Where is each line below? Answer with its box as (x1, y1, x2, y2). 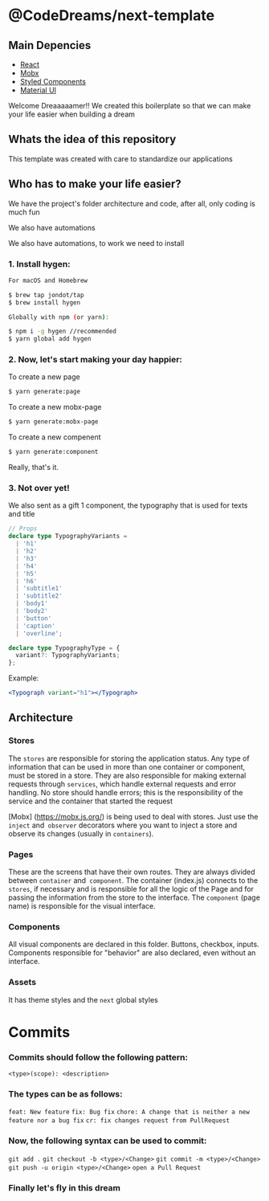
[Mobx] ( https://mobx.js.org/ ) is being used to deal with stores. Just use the (8, 811, 259, 821)
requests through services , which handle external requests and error (8, 778, 237, 789)
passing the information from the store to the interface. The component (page (8, 893, 261, 902)
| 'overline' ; (15, 629, 63, 637)
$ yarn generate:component (8, 448, 99, 456)
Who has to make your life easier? (8, 178, 182, 191)
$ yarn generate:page (8, 388, 81, 396)
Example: (8, 673, 39, 683)
